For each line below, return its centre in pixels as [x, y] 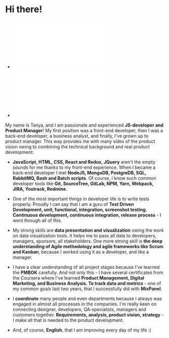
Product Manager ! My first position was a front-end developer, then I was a [84, 130]
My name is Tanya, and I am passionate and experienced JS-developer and [84, 125]
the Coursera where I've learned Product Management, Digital [78, 278]
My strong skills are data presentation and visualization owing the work [88, 230]
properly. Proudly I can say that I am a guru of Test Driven [73, 204]
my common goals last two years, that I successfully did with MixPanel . [87, 289]
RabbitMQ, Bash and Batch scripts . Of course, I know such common [84, 178]
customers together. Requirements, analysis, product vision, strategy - [88, 315]
